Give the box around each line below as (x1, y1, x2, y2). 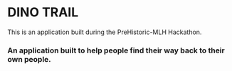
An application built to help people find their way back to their (7, 45, 226, 55)
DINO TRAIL (7, 4, 79, 21)
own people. (7, 54, 51, 64)
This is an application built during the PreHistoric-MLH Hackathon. (7, 28, 202, 36)
